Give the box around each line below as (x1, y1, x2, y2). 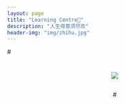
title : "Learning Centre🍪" (7, 16, 84, 23)
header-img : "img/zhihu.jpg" (7, 29, 90, 36)
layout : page (7, 10, 44, 17)
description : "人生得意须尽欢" (7, 23, 89, 29)
